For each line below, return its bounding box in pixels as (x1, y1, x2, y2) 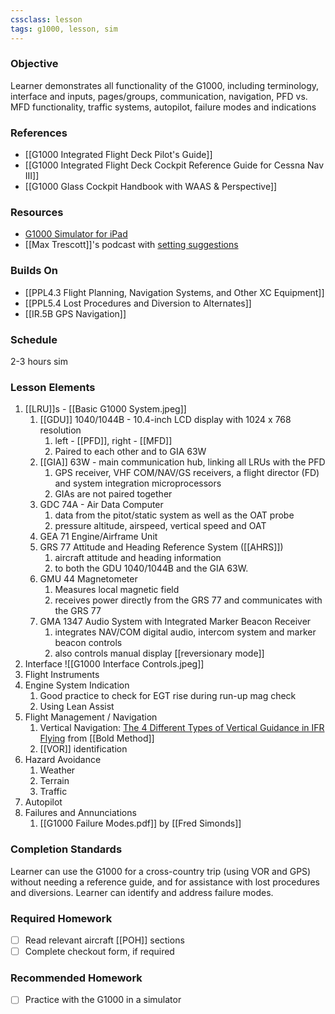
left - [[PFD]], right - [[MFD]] (54, 435, 173, 447)
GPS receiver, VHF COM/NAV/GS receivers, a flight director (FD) (54, 467, 320, 479)
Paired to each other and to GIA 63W (54, 446, 207, 458)
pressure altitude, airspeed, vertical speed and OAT (54, 520, 267, 532)
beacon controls (54, 637, 123, 649)
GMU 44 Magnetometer (39, 573, 138, 585)
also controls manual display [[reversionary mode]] (54, 647, 265, 660)
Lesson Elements (10, 380, 96, 394)
